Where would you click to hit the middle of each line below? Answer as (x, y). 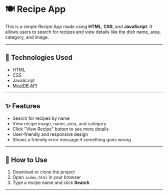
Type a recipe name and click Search (51, 182)
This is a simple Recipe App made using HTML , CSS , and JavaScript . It (79, 26)
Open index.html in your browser (47, 177)
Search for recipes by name (41, 118)
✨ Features (23, 106)
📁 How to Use (26, 160)
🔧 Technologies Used (39, 58)
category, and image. (27, 37)
